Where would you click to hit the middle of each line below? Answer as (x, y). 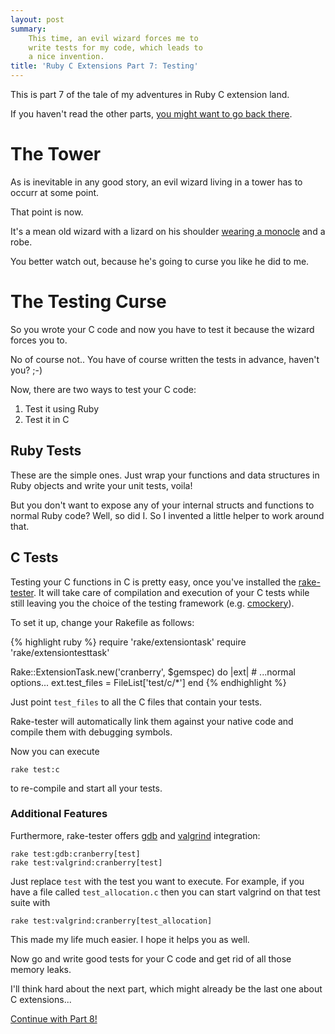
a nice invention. (66, 57)
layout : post (37, 19)
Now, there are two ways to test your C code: (103, 389)
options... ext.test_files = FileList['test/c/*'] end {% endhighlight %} (148, 682)
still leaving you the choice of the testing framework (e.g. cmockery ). (152, 603)
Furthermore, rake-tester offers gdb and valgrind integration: (135, 835)
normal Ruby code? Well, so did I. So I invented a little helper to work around (167, 515)
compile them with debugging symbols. (91, 732)
